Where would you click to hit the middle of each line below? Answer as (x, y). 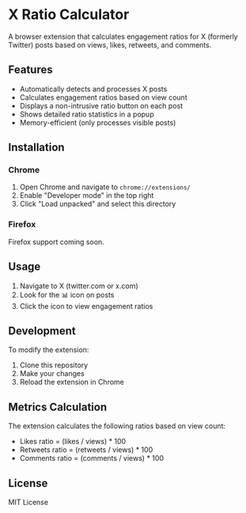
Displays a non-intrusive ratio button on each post (101, 105)
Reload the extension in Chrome (72, 382)
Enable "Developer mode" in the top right (87, 196)
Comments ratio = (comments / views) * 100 (92, 458)
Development (42, 331)
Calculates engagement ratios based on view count (103, 97)
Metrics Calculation (58, 407)
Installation (36, 148)
